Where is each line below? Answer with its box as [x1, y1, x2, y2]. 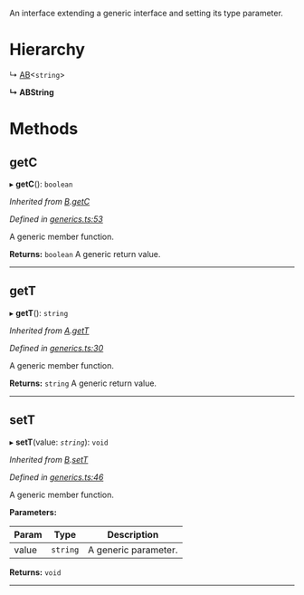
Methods [9, 119, 79, 139]
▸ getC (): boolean [9, 178, 73, 189]
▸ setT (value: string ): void [9, 437, 109, 447]
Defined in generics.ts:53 [9, 213, 104, 225]
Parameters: [9, 506, 57, 517]
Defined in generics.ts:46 [9, 471, 104, 483]
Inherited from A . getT [9, 325, 90, 336]
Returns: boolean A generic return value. [9, 248, 161, 259]
